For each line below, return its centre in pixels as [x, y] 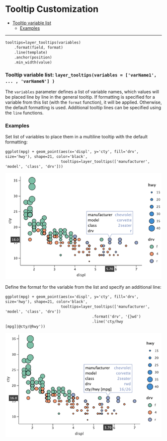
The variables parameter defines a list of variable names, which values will [82, 92]
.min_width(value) [33, 62]
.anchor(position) [33, 57]
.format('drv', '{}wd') [116, 317]
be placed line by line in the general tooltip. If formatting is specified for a [80, 97]
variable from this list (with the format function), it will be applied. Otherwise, [83, 102]
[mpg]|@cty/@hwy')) [25, 327]
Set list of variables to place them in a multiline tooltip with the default [77, 136]
